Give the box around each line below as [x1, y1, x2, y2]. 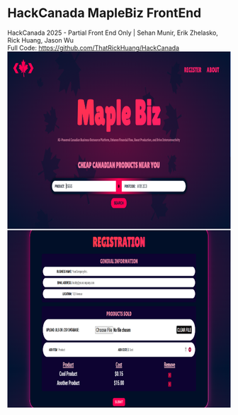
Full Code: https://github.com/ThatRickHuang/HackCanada [7, 43, 179, 52]
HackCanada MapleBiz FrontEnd [7, 5, 202, 21]
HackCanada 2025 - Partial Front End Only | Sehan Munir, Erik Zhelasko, [7, 28, 218, 37]
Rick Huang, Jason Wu [7, 35, 74, 44]
